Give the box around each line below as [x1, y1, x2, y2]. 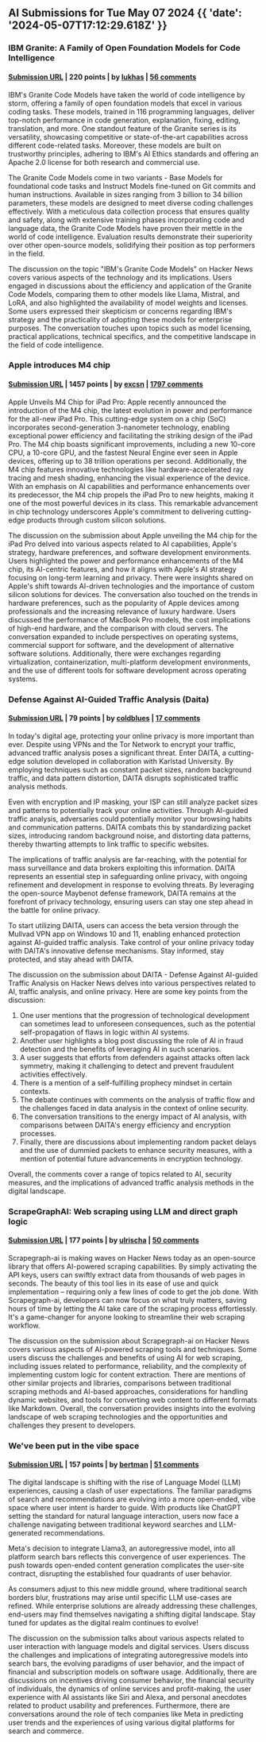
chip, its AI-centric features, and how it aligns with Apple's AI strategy [8, 564, 237, 574]
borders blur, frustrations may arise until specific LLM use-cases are [8, 1593, 233, 1602]
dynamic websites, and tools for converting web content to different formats [8, 1395, 258, 1405]
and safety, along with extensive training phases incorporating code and [8, 214, 245, 225]
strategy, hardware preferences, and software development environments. [8, 547, 252, 557]
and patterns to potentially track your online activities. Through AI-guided [8, 805, 249, 815]
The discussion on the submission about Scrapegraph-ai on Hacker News [8, 1335, 250, 1345]
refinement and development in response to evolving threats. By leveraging [8, 880, 254, 889]
